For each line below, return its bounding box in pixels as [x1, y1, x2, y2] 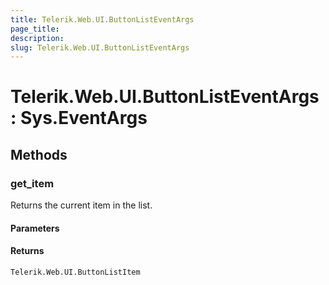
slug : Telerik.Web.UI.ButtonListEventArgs [10, 42, 190, 53]
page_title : [10, 24, 60, 34]
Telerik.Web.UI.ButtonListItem [10, 267, 141, 277]
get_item [10, 176, 55, 190]
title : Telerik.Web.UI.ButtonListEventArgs [10, 14, 195, 25]
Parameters [10, 222, 60, 234]
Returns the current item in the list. [10, 199, 153, 211]
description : [10, 33, 65, 43]
